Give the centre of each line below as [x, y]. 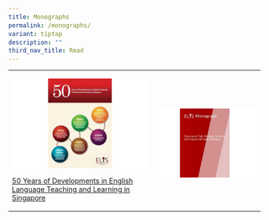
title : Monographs [39, 17]
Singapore [29, 198]
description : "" [35, 42]
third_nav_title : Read [46, 51]
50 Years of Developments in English [72, 181]
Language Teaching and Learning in [71, 190]
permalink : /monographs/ [50, 25]
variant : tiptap [35, 34]
